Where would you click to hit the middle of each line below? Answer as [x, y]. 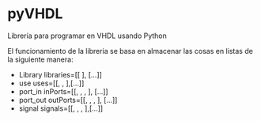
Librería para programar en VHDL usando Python [87, 36]
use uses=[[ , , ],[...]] [51, 83]
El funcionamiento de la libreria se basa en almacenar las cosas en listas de [130, 51]
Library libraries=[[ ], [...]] [60, 74]
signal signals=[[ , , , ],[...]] [61, 108]
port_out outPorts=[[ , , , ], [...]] [68, 100]
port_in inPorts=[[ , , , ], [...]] [63, 91]
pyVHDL [35, 14]
